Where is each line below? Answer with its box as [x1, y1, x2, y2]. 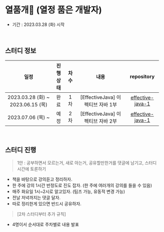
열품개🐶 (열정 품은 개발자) [5, 4, 102, 16]
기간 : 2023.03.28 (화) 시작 [12, 21, 65, 27]
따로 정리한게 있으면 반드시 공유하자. [12, 201, 82, 207]
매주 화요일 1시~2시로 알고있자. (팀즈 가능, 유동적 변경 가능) [12, 189, 125, 194]
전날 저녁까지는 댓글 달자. [12, 194, 61, 200]
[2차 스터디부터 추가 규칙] [17, 211, 66, 217]
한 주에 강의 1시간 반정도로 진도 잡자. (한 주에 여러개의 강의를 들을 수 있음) [12, 182, 152, 188]
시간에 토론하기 [17, 166, 46, 171]
